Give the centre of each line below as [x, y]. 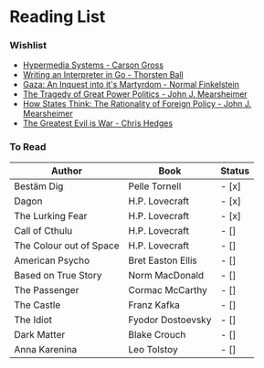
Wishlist [28, 46]
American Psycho [52, 260]
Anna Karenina [46, 349]
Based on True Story [58, 275]
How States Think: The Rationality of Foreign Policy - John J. [137, 104]
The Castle [37, 305]
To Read [28, 147]
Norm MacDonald [166, 275]
